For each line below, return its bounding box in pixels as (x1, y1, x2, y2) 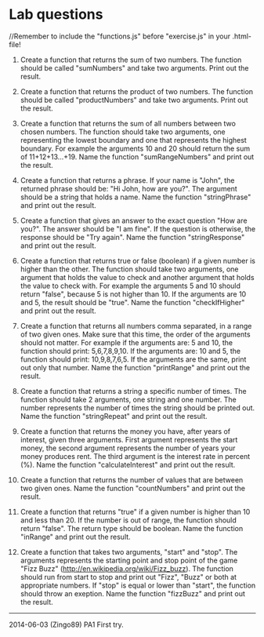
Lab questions (9, 5, 103, 24)
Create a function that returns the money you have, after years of (20, 426, 231, 436)
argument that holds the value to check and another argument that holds (20, 272, 255, 282)
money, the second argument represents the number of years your (20, 443, 236, 453)
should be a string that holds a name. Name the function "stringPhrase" (20, 192, 251, 202)
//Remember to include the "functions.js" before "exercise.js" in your (9, 31, 231, 41)
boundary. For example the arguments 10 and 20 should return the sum (20, 144, 250, 153)
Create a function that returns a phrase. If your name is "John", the (20, 175, 235, 185)
